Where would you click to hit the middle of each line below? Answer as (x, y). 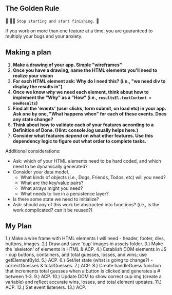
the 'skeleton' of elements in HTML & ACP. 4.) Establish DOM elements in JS (86, 249)
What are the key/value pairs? (52, 183)
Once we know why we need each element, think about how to (81, 92)
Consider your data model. (41, 172)
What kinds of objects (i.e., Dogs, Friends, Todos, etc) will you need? (93, 177)
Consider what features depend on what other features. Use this (83, 135)
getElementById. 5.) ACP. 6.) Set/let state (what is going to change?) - (79, 260)
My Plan (18, 226)
